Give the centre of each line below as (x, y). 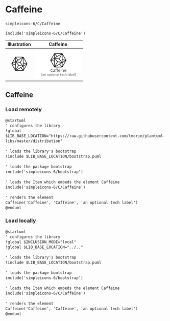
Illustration (19, 44)
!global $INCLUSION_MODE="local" (41, 242)
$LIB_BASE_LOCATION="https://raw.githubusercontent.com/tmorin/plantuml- (86, 136)
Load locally (21, 220)
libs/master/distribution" (34, 141)
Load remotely (24, 109)
